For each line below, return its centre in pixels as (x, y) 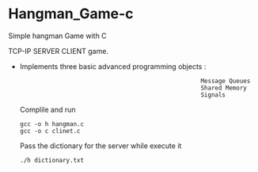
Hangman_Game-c (71, 14)
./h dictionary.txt (52, 160)
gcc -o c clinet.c (50, 131)
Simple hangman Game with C (57, 36)
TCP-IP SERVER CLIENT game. (59, 51)
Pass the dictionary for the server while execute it (101, 145)
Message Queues (226, 81)
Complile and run (47, 109)
